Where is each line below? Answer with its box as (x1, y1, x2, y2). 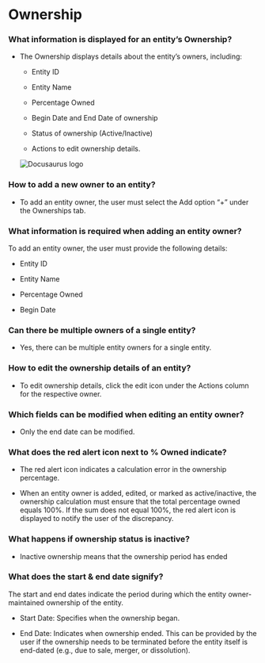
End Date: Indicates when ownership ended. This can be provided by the (19, 628, 257, 638)
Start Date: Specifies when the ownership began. (19, 613, 180, 623)
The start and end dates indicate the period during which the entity (8, 589, 227, 599)
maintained (8, 597, 45, 607)
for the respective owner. (19, 389, 102, 398)
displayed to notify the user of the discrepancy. (19, 514, 174, 523)
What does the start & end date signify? (8, 571, 164, 582)
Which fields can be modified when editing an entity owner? (8, 408, 244, 420)
